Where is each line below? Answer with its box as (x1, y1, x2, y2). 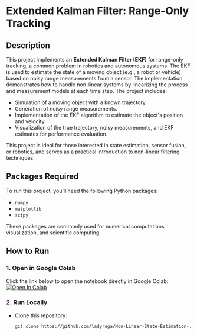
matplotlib (14, 206, 42, 212)
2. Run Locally (6, 298, 48, 307)
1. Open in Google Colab (6, 264, 76, 272)
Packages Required (6, 172, 79, 182)
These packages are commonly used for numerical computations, (6, 223, 166, 230)
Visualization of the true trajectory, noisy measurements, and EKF (14, 124, 174, 131)
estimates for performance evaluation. (14, 130, 108, 137)
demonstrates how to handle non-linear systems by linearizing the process (6, 81, 188, 88)
